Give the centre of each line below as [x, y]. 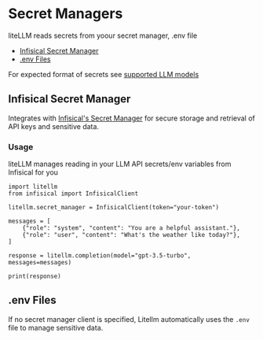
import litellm [33, 187]
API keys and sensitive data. [54, 126]
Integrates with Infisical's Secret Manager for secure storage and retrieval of [131, 118]
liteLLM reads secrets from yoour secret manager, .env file [103, 35]
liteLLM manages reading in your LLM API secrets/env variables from [120, 164]
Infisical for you [33, 172]
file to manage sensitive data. [56, 327]
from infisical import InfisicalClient [73, 194]
